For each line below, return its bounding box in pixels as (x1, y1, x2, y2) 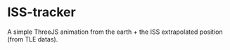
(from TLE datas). (7, 35, 58, 43)
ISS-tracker (7, 4, 76, 20)
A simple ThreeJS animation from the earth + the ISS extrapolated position (7, 27, 223, 36)
